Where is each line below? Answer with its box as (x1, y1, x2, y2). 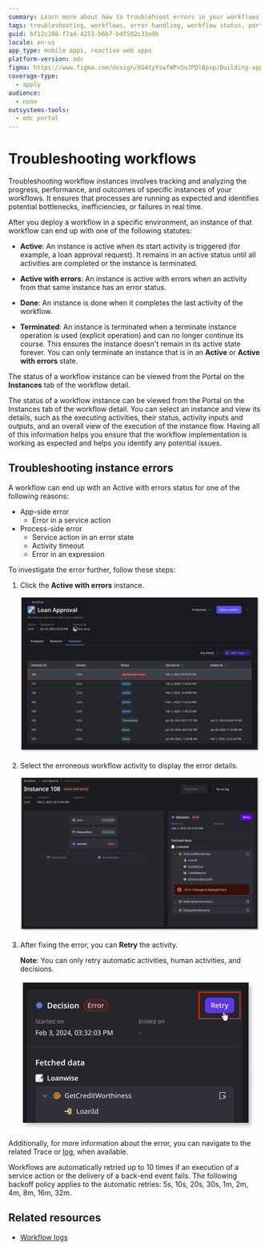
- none (15, 97, 38, 106)
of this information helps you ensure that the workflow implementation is (8, 429, 247, 440)
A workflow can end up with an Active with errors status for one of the (8, 482, 240, 492)
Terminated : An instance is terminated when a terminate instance (19, 322, 237, 332)
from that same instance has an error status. (19, 283, 167, 292)
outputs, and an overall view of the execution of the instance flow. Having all (8, 421, 260, 431)
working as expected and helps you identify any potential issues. (8, 438, 223, 448)
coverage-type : (8, 72, 59, 80)
